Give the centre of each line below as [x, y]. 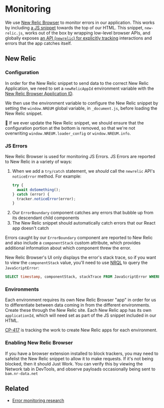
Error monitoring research [38, 400]
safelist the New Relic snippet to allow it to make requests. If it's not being [79, 358]
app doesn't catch [30, 228]
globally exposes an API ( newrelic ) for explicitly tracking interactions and [79, 38]
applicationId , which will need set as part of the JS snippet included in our [81, 315]
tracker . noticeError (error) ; [46, 199]
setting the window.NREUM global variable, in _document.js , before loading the [81, 108]
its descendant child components [46, 218]
